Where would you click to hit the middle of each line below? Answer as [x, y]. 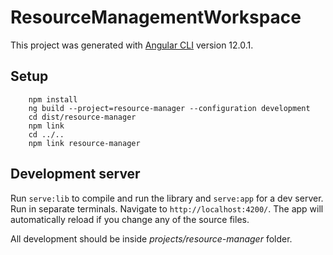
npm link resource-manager [84, 143]
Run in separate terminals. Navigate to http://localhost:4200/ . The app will [167, 208]
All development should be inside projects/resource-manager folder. [151, 238]
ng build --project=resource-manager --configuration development [169, 108]
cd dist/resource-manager [82, 117]
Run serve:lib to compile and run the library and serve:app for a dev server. [167, 198]
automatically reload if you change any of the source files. [130, 219]
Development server [75, 174]
